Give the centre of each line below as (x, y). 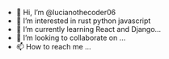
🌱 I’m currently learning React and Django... (89, 29)
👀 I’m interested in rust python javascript (83, 21)
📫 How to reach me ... (53, 47)
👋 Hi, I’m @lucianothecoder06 (66, 12)
